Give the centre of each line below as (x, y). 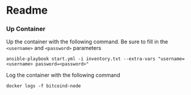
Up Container (26, 29)
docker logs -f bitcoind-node (44, 86)
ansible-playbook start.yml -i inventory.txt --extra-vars (81, 59)
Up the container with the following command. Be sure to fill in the (87, 42)
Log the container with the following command (63, 75)
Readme (27, 10)
